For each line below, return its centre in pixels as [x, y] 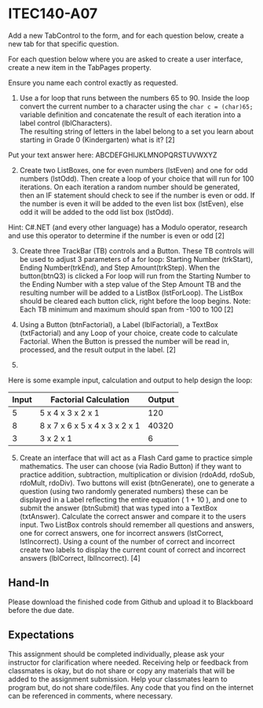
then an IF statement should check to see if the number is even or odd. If [137, 195]
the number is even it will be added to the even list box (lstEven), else [131, 203]
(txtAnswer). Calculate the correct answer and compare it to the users [133, 516]
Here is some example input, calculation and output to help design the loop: [130, 380]
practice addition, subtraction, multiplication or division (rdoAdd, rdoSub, [137, 474]
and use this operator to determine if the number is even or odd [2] [117, 235]
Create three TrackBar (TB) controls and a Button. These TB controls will [137, 251]
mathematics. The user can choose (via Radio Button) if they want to [130, 466]
